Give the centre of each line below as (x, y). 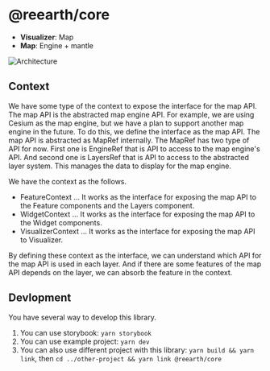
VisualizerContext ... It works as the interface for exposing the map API (137, 231)
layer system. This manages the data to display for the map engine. (120, 166)
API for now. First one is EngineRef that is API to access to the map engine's (134, 148)
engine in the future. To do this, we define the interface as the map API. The (134, 131)
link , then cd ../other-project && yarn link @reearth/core (120, 358)
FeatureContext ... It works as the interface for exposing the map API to (138, 197)
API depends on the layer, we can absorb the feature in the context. (120, 272)
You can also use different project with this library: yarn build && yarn (137, 350)
